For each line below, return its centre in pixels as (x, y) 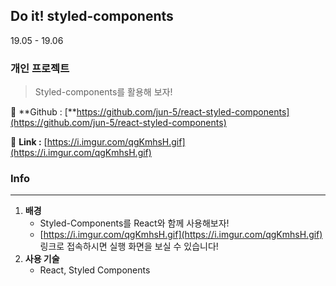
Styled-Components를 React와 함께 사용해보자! (134, 223)
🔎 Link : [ (29, 142)
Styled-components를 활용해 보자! (103, 92)
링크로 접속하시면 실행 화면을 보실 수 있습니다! (129, 246)
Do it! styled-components (92, 16)
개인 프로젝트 (40, 68)
